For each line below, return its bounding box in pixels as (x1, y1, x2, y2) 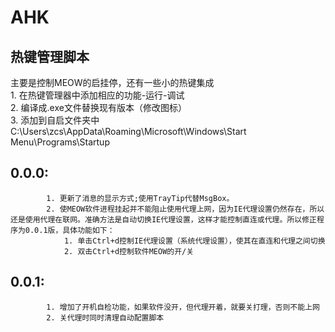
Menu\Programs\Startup (10, 136, 110, 148)
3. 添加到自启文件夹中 (10, 114, 100, 126)
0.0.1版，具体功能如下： (24, 225, 115, 235)
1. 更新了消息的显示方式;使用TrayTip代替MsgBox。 (46, 193, 235, 203)
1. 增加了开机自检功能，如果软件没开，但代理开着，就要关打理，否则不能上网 (46, 302, 320, 312)
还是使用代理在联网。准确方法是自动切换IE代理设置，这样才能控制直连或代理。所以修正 (10, 214, 317, 225)
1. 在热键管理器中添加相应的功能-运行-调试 (10, 89, 185, 101)
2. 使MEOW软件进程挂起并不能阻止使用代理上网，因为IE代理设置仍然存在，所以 (46, 204, 325, 214)
